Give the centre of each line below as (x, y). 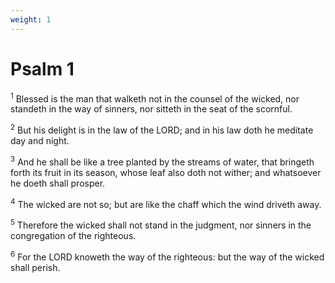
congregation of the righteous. (73, 235)
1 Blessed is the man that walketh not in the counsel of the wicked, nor (155, 98)
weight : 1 (31, 19)
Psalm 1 (42, 68)
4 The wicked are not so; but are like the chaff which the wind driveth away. (166, 203)
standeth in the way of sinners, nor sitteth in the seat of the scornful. (151, 109)
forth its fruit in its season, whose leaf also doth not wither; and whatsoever (166, 172)
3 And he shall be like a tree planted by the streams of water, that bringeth (162, 161)
